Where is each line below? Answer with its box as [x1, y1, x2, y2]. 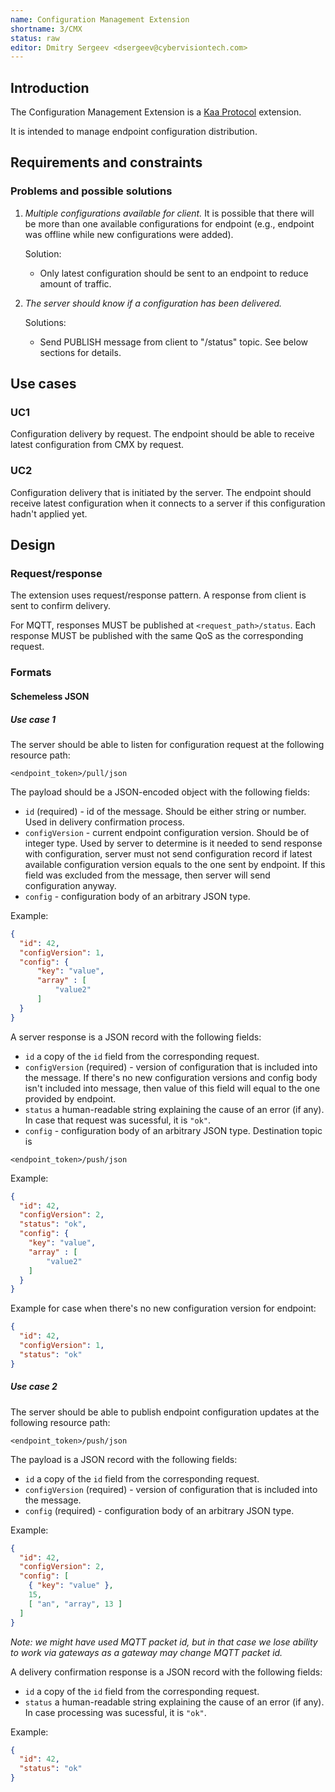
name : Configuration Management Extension [10, 14, 190, 25]
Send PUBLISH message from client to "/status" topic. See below [39, 336, 309, 348]
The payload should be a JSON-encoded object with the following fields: [10, 786, 310, 798]
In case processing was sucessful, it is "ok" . [24, 1706, 207, 1718]
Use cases [10, 376, 77, 393]
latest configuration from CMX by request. [10, 439, 185, 451]
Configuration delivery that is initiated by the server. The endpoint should [10, 486, 312, 498]
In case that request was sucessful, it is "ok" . [24, 1114, 211, 1126]
